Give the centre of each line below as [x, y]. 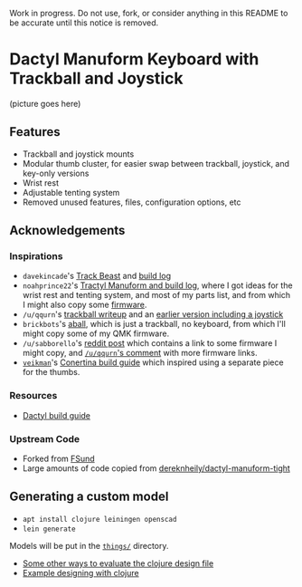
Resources [33, 396]
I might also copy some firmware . [85, 305]
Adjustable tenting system [71, 192]
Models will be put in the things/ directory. [89, 545]
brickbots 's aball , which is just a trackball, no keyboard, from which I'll [154, 324]
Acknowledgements [67, 231]
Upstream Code [45, 438]
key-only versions [56, 173]
